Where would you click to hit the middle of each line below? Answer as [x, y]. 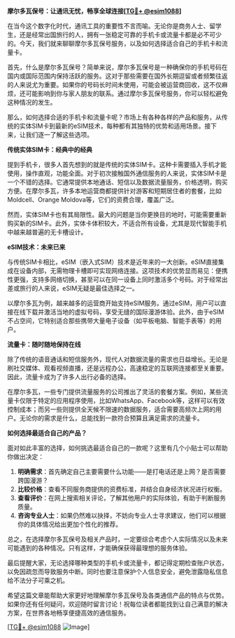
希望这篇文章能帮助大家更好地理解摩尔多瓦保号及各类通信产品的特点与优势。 [117, 595]
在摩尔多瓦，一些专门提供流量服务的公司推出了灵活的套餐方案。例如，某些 [114, 392]
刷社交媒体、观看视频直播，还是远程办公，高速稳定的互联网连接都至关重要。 [117, 368]
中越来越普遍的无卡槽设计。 [47, 232]
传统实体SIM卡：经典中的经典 [50, 149]
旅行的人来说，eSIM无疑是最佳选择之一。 [79, 288]
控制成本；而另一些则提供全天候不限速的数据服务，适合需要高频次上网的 [111, 409]
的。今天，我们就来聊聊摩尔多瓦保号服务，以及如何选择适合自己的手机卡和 [114, 44]
